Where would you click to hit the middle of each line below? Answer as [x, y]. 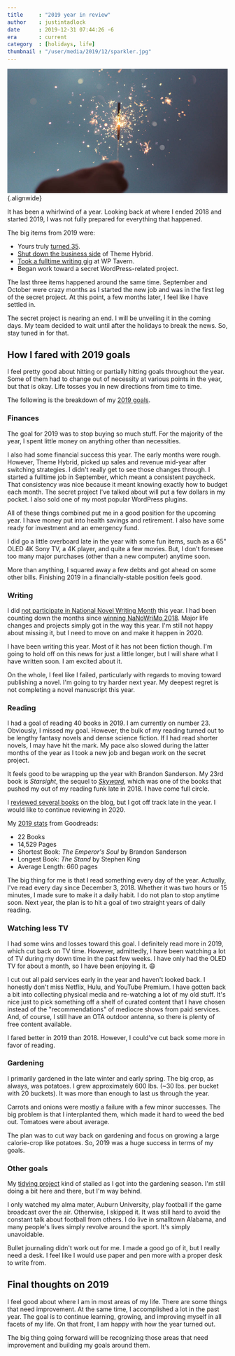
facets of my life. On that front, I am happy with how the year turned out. [111, 1324]
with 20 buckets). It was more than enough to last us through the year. [108, 1093]
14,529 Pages [37, 845]
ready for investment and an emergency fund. [73, 527]
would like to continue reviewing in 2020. [66, 810]
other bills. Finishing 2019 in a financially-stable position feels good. [105, 577]
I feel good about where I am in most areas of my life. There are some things [117, 1301]
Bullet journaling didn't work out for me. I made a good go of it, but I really [114, 1248]
